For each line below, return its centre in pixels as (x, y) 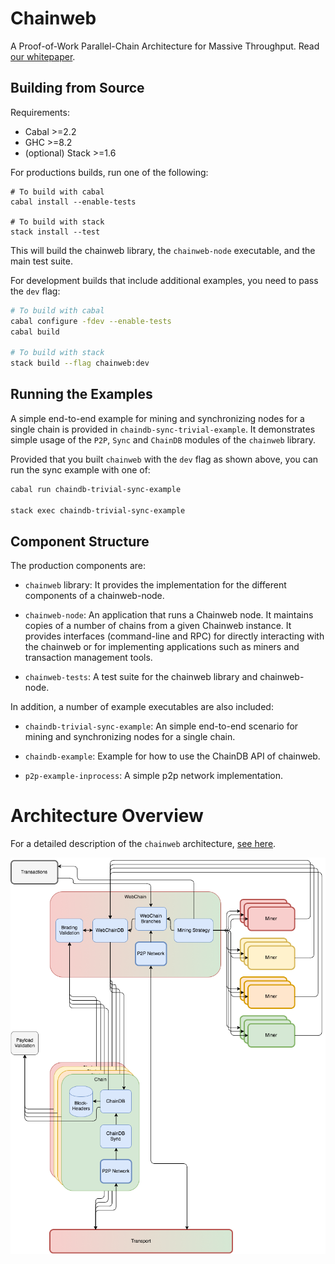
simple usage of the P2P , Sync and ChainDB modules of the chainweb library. (163, 439)
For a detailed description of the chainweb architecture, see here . (143, 844)
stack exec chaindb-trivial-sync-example (98, 510)
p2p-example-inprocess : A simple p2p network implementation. (154, 776)
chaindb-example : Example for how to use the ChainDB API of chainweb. (172, 756)
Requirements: (40, 112)
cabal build (35, 332)
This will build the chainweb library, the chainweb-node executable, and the (163, 250)
